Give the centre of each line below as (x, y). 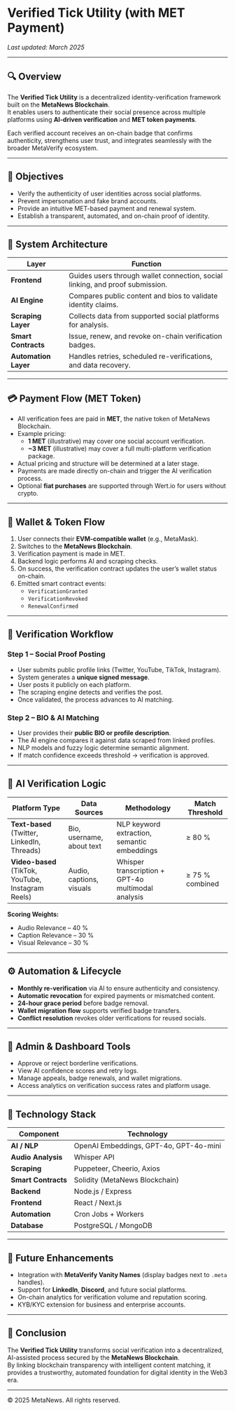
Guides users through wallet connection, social (146, 276)
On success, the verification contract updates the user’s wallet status (117, 568)
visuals (80, 888)
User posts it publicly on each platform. (74, 684)
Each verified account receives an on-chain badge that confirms (100, 133)
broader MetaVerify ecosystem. (53, 148)
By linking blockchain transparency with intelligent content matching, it (109, 1365)
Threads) (26, 850)
